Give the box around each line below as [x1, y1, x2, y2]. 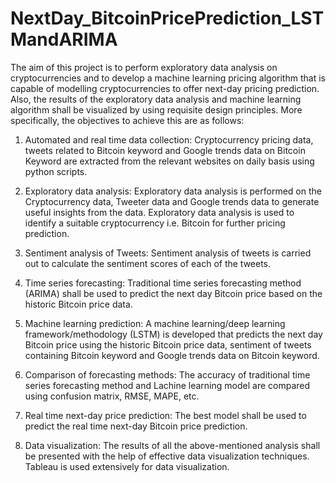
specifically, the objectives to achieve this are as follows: [10, 114, 245, 126]
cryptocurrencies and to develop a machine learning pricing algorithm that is [10, 72, 326, 84]
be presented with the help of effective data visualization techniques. [24, 450, 310, 462]
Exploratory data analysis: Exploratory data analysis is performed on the [24, 185, 322, 197]
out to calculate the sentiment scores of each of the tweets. [24, 257, 272, 269]
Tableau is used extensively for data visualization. [24, 460, 230, 472]
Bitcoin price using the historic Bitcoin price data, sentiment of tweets [24, 338, 312, 351]
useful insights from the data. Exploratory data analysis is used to [24, 206, 295, 218]
